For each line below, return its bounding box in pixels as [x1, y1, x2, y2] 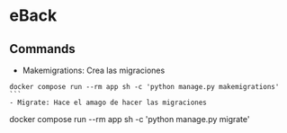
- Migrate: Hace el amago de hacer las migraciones [9, 98, 207, 107]
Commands [9, 41, 76, 57]
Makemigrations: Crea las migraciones [22, 65, 166, 75]
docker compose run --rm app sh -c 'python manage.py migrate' [9, 114, 250, 124]
